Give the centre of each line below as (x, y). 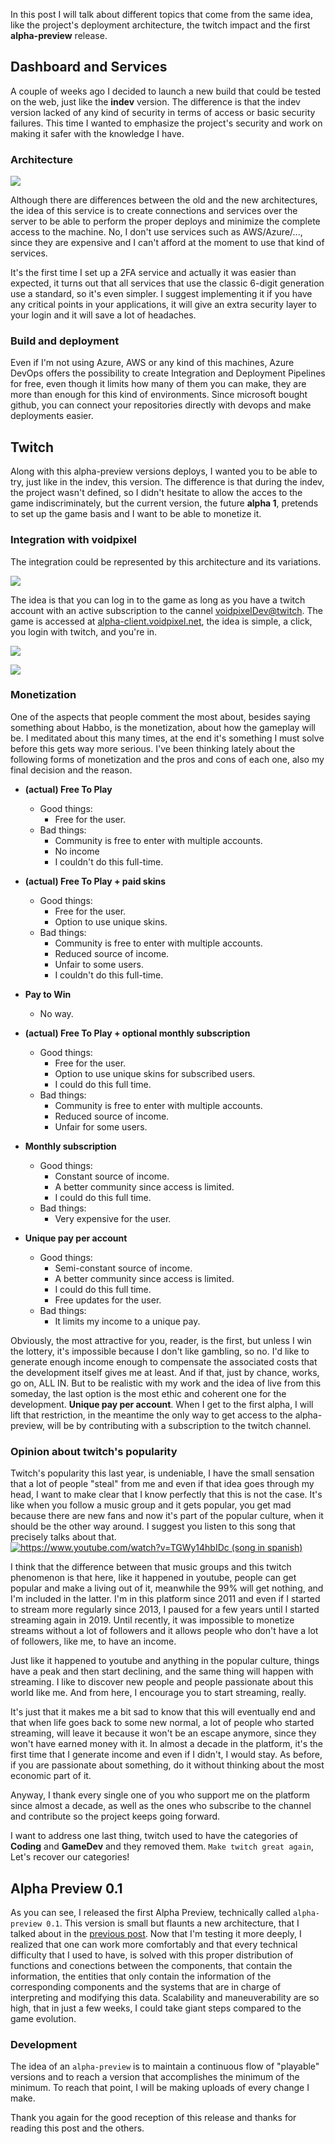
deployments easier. (52, 416)
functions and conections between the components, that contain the (151, 1965)
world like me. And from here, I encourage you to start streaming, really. (158, 1693)
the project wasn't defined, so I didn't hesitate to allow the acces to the (156, 493)
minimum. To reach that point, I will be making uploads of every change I (160, 2088)
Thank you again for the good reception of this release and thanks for (153, 2118)
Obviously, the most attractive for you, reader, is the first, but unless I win (161, 1340)
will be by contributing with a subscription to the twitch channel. (179, 1425)
